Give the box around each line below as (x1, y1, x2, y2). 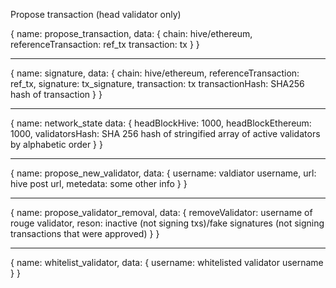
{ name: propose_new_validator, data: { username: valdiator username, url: (10, 167, 317, 179)
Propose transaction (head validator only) (10, 9, 182, 20)
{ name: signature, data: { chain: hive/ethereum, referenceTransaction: (10, 67, 300, 79)
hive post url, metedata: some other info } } (10, 178, 188, 189)
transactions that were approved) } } (10, 228, 160, 239)
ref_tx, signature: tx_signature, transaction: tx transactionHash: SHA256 (10, 78, 305, 89)
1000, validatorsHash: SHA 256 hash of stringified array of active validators (10, 128, 321, 139)
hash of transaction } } (10, 89, 103, 100)
